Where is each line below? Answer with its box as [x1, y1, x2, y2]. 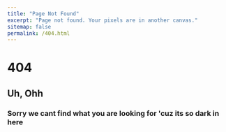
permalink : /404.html [7, 29, 70, 37]
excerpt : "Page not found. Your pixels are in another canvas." [7, 17, 198, 24]
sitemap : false [7, 23, 52, 30]
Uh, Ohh [7, 87, 44, 99]
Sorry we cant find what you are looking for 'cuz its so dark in [7, 108, 220, 118]
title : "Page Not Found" [7, 10, 80, 17]
